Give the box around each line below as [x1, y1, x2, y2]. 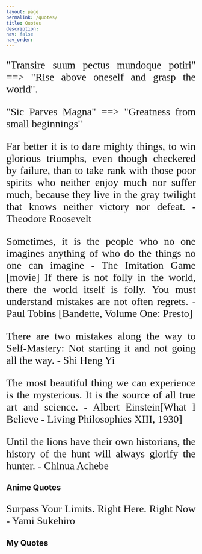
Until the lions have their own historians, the [6, 435, 196, 448]
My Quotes [6, 538, 49, 548]
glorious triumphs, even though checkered [6, 152, 196, 165]
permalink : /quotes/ [6, 14, 58, 20]
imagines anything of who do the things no [6, 247, 196, 259]
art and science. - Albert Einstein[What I [6, 401, 196, 413]
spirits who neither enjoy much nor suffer [6, 176, 196, 189]
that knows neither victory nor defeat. [6, 200, 186, 213]
